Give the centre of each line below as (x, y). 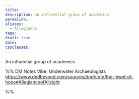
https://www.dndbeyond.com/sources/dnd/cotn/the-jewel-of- (69, 76)
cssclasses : (18, 47)
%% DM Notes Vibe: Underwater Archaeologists (56, 71)
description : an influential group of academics (57, 15)
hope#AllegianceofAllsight (32, 82)
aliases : (14, 24)
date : (11, 43)
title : (12, 10)
